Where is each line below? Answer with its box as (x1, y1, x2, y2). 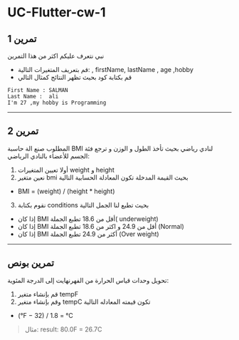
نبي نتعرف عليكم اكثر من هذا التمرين (7, 51, 105, 60)
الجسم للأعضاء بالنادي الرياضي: (7, 151, 90, 160)
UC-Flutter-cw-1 (7, 4, 106, 21)
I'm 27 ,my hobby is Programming (7, 99, 107, 106)
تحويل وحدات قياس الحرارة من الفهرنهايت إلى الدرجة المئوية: (7, 276, 169, 284)
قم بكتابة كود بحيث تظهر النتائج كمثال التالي (17, 73, 132, 81)
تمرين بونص (7, 257, 55, 269)
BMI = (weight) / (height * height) (17, 187, 115, 195)
